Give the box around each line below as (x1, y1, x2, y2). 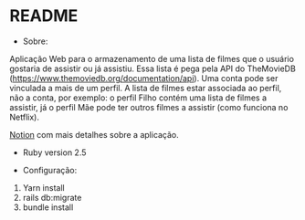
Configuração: (22, 164, 78, 175)
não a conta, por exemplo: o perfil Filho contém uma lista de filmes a (9, 92, 268, 103)
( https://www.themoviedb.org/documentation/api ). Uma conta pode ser (9, 72, 279, 83)
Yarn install (22, 182, 66, 193)
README (9, 5, 79, 26)
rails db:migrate (22, 192, 82, 203)
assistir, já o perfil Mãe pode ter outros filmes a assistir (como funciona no (9, 101, 289, 112)
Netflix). (9, 111, 39, 122)
